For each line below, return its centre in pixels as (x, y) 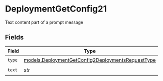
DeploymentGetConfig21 (56, 9)
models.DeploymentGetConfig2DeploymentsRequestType (90, 60)
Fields (15, 37)
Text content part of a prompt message (44, 22)
